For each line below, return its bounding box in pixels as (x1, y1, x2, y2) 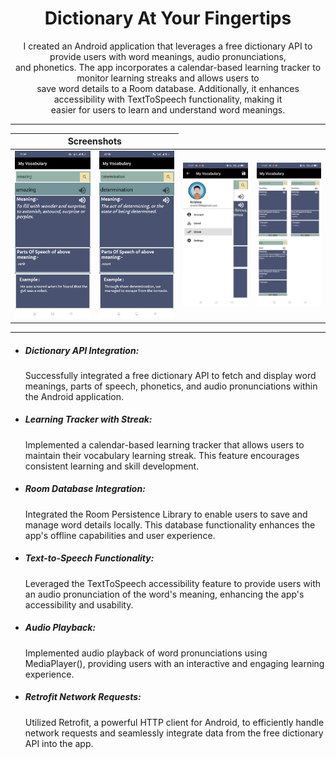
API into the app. (24, 737, 94, 749)
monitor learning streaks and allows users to (76, 72, 260, 84)
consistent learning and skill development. (24, 460, 200, 472)
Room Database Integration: (24, 483, 146, 495)
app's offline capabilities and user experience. (24, 529, 216, 541)
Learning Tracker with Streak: (24, 413, 153, 426)
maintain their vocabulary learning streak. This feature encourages (24, 449, 300, 461)
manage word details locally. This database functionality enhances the (24, 518, 316, 531)
